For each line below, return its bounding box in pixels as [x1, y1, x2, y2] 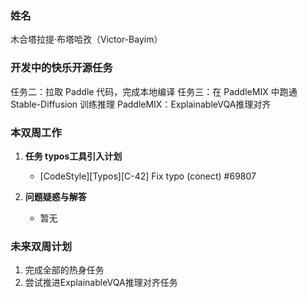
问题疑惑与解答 [24, 190, 87, 202]
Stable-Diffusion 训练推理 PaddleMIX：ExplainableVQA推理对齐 [10, 98, 272, 110]
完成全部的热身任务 [24, 264, 105, 276]
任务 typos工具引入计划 [24, 150, 123, 162]
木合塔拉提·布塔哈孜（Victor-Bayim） [10, 33, 163, 46]
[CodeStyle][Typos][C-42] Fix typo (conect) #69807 [39, 170, 257, 182]
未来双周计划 [10, 239, 73, 253]
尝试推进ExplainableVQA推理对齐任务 [24, 277, 178, 289]
